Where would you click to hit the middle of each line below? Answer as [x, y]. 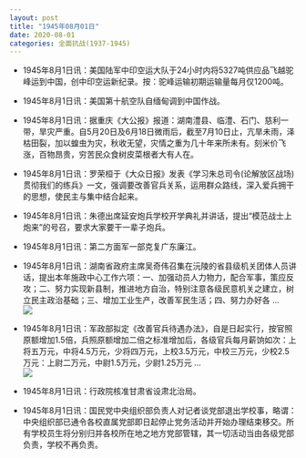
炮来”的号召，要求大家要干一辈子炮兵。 [96, 228]
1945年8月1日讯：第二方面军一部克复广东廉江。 [112, 247]
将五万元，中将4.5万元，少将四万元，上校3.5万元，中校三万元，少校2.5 [156, 351]
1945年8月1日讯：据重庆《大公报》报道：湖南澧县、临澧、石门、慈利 [151, 120]
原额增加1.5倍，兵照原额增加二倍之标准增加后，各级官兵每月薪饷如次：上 [159, 340]
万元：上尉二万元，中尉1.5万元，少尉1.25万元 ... [112, 363]
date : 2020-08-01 [42, 35]
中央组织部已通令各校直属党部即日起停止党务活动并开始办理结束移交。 [154, 422]
